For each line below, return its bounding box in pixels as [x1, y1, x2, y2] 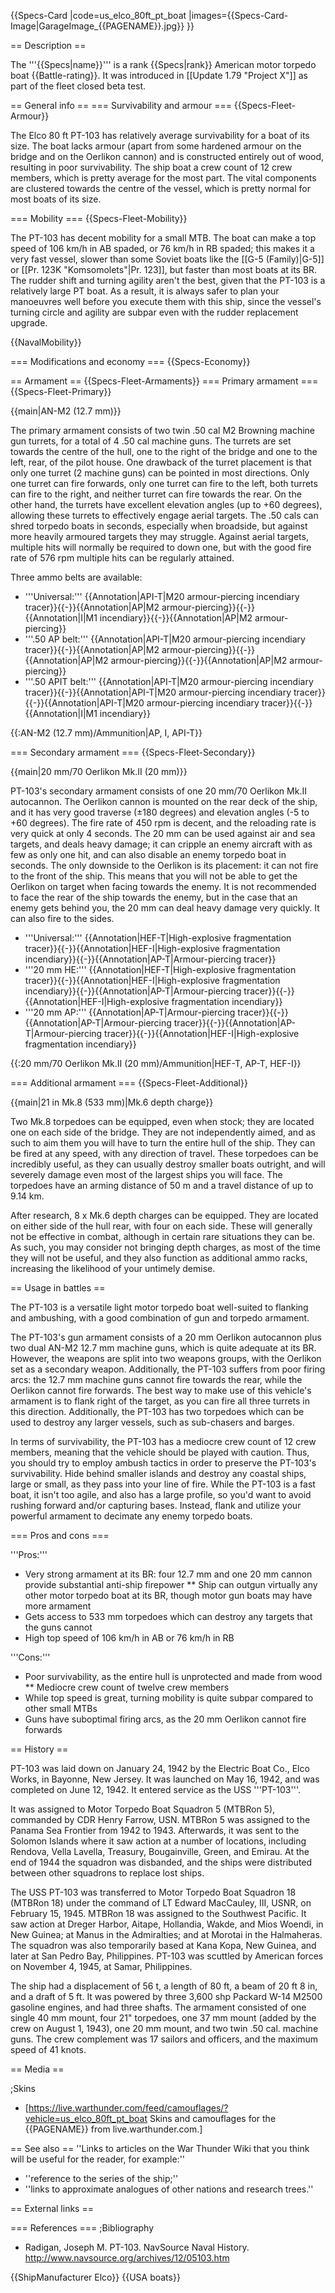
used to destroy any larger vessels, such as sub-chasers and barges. [10, 1416, 295, 1428]
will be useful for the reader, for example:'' [10, 2153, 186, 2165]
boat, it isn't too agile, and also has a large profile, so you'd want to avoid [10, 1489, 312, 1500]
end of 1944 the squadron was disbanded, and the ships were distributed [10, 1856, 313, 1868]
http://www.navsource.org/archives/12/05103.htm [24, 2252, 230, 2264]
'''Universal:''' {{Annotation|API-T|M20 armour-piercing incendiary [24, 591, 300, 602]
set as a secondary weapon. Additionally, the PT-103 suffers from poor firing [10, 1363, 326, 1375]
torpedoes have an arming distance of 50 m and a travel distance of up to [10, 1180, 314, 1191]
